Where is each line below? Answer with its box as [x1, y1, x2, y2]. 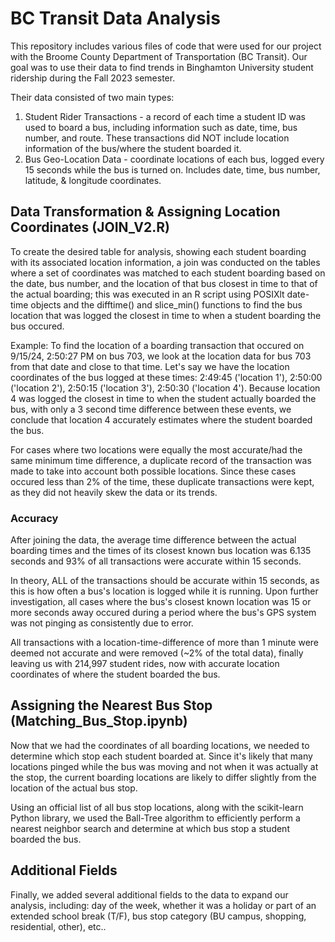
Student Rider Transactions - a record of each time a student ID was [24, 110, 306, 122]
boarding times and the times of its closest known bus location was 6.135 [10, 545, 312, 557]
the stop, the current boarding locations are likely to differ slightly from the [10, 771, 317, 783]
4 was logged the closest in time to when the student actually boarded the [10, 392, 317, 404]
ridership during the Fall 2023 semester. [10, 72, 176, 84]
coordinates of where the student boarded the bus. [10, 668, 221, 681]
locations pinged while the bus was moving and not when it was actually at [10, 760, 319, 772]
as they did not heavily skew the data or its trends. [10, 486, 218, 498]
